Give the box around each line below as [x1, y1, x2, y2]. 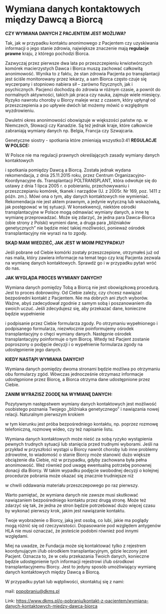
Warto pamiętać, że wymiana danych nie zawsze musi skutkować [5, 492, 138, 498]
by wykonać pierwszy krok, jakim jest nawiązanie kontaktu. [5, 507, 126, 513]
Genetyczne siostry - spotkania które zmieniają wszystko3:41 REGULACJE [5, 137, 157, 143]
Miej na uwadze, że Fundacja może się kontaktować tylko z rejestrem [5, 543, 146, 549]
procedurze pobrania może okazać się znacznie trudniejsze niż [5, 472, 134, 479]
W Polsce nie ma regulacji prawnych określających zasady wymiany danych [5, 152, 160, 158]
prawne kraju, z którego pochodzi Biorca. [5, 51, 90, 56]
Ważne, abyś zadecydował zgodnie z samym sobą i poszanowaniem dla [5, 300, 152, 306]
